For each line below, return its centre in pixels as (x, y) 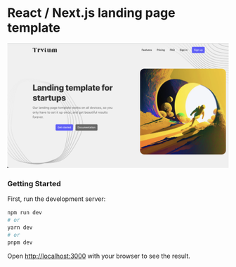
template (34, 28)
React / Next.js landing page (91, 13)
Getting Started (34, 183)
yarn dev (20, 227)
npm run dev (25, 213)
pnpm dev (20, 242)
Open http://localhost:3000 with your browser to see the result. (99, 256)
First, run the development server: (57, 199)
